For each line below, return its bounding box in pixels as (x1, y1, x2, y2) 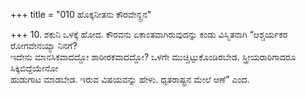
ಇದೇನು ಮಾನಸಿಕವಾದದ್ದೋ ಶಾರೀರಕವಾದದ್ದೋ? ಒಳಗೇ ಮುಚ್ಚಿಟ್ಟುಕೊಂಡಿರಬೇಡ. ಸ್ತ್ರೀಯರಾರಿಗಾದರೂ (10, 51, 297, 63)
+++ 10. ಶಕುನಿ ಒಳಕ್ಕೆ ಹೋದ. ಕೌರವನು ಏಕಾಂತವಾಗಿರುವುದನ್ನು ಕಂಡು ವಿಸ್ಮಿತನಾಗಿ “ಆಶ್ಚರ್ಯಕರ (10, 29, 288, 40)
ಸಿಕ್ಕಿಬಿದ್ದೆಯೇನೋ (10, 62, 58, 74)
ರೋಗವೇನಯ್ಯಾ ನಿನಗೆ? (10, 40, 78, 51)
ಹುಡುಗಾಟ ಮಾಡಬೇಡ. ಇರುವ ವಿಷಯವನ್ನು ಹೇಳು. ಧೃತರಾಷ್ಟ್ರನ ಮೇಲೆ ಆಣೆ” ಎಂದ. (10, 74, 250, 85)
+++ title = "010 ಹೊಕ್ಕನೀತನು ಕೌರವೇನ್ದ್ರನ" (10, 9, 152, 20)
